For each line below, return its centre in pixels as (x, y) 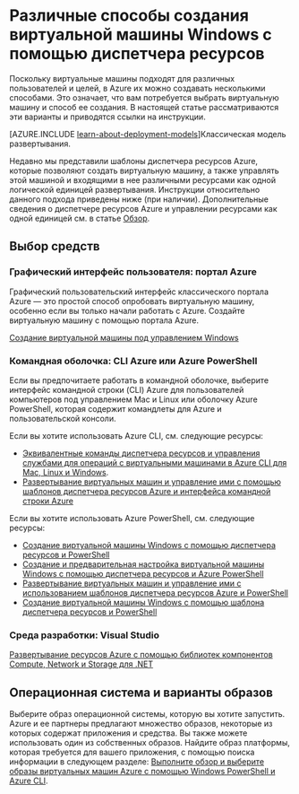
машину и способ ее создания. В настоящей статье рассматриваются (144, 107)
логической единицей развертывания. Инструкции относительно (135, 189)
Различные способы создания (129, 16)
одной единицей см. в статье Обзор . (80, 218)
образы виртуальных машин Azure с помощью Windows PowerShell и (142, 772)
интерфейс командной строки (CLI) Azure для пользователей (127, 389)
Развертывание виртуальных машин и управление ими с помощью (152, 482)
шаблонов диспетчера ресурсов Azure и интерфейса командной (146, 491)
